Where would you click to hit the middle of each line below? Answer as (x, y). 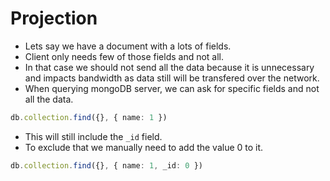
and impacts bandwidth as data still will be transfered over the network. (172, 78)
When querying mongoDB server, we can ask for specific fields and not (172, 88)
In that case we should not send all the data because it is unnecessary (169, 67)
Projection (54, 18)
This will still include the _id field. (93, 136)
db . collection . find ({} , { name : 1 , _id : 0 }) (107, 165)
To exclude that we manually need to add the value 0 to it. (144, 147)
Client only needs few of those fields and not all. (124, 56)
